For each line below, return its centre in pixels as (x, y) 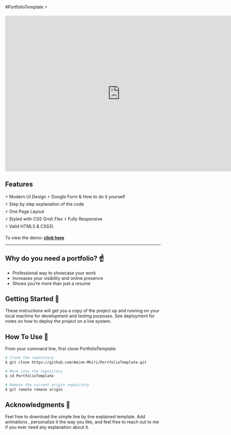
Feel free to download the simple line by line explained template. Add (75, 417)
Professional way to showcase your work (54, 273)
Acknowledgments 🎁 (38, 405)
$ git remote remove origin (34, 390)
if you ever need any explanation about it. (47, 427)
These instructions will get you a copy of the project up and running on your (82, 311)
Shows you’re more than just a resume (51, 283)
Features (19, 184)
